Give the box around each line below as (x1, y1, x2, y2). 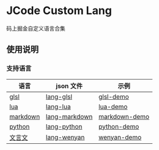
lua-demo (98, 102, 128, 111)
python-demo (98, 122, 139, 130)
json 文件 (56, 81, 83, 90)
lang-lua (45, 102, 72, 111)
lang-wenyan (45, 133, 85, 141)
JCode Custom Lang (6, 4, 112, 18)
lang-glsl (45, 92, 72, 101)
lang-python (45, 122, 83, 130)
